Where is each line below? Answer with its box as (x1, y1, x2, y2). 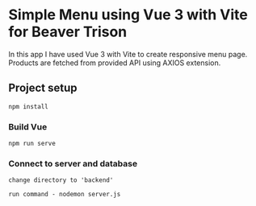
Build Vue (8, 121, 48, 132)
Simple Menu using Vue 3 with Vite (8, 6, 249, 24)
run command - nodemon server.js (8, 191, 121, 199)
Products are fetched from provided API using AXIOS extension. (8, 58, 221, 68)
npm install (8, 102, 48, 110)
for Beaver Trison (8, 23, 128, 41)
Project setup (8, 81, 78, 95)
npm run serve (8, 139, 57, 148)
